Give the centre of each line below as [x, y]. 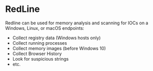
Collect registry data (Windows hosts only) [57, 38]
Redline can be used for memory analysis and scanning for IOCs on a [77, 23]
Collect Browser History [37, 54]
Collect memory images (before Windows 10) [59, 48]
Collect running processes [40, 43]
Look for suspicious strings [40, 59]
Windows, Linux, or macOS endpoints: [45, 28]
